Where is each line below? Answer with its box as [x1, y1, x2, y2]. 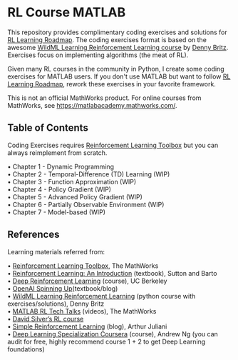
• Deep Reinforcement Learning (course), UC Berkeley [7, 276, 167, 285]
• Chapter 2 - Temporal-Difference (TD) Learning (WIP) [7, 169, 170, 179]
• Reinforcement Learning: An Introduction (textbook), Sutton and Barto [7, 269, 217, 277]
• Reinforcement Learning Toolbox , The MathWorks [7, 261, 159, 270]
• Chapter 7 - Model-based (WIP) [7, 208, 105, 216]
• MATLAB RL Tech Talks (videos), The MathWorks [7, 306, 157, 315]
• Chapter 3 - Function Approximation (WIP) [7, 177, 137, 186]
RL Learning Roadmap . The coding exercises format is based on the [7, 35, 207, 44]
